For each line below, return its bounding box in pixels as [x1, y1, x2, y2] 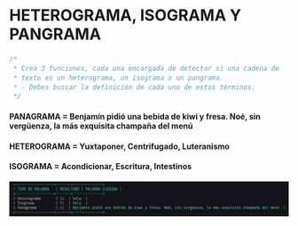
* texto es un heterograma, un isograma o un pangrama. [12, 73, 224, 82]
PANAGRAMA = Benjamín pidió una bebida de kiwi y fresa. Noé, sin [9, 111, 262, 121]
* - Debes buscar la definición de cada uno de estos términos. [12, 82, 255, 91]
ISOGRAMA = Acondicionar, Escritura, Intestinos [9, 161, 192, 172]
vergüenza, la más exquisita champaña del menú [9, 121, 193, 131]
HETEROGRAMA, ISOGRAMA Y [9, 5, 242, 26]
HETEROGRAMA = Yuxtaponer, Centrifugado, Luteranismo [9, 141, 231, 152]
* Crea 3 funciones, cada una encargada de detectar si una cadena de [12, 64, 279, 73]
